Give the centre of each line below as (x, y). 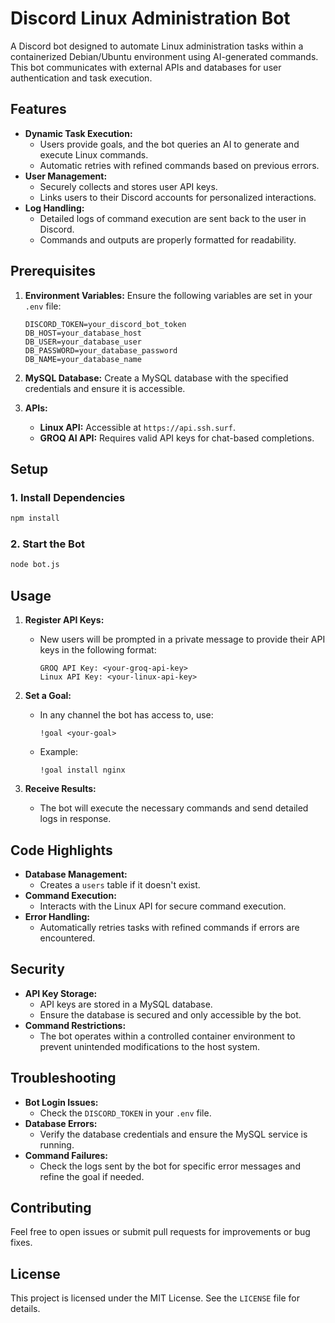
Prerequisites (53, 271)
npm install (35, 518)
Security (37, 969)
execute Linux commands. (94, 154)
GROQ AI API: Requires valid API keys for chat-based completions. (177, 438)
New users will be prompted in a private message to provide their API (182, 639)
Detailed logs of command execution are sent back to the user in (173, 218)
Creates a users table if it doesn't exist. (120, 884)
